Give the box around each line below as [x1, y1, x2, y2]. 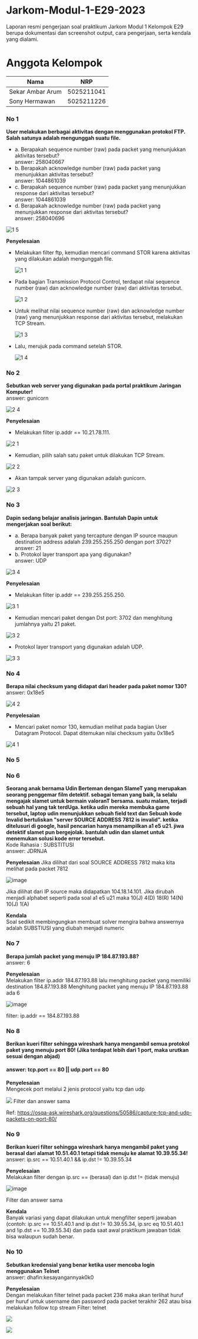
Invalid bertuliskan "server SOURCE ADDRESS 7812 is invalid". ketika [6, 816, 179, 823]
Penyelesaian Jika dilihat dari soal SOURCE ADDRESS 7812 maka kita [6, 859, 176, 866]
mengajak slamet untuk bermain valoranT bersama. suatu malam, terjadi [6, 797, 187, 805]
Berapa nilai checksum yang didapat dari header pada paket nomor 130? [6, 683, 187, 690]
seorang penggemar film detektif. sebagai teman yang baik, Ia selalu [6, 791, 177, 798]
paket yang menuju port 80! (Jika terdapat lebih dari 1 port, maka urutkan [6, 1046, 189, 1053]
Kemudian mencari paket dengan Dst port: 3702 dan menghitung [14, 614, 173, 621]
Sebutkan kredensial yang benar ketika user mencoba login [6, 1261, 155, 1268]
